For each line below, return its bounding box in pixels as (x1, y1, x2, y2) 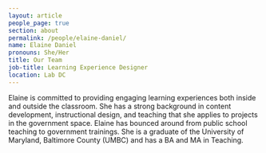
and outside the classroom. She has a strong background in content (8, 101, 232, 111)
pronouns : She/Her (8, 49, 69, 57)
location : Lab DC (8, 71, 66, 79)
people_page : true (8, 19, 69, 27)
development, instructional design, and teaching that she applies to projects (8, 109, 258, 120)
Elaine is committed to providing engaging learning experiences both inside (8, 92, 256, 102)
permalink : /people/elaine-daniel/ (8, 33, 127, 42)
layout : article (8, 11, 62, 20)
